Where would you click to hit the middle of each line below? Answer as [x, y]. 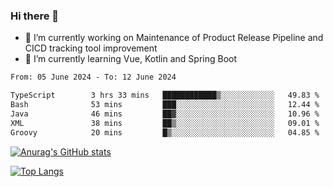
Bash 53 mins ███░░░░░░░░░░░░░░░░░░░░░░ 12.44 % [165, 105]
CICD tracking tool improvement [91, 48]
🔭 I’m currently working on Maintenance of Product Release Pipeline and [174, 38]
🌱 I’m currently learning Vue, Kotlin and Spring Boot [131, 59]
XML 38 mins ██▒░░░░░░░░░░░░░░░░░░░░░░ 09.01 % [165, 123]
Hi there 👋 [35, 16]
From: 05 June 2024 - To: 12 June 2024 [93, 77]
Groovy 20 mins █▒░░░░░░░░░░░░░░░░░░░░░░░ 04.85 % [165, 132]
